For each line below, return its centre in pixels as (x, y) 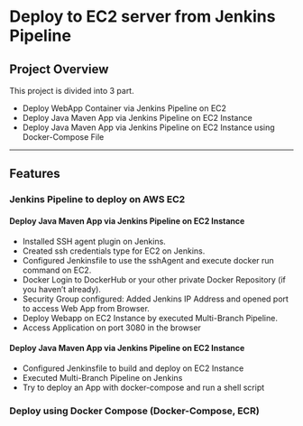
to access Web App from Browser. (86, 308)
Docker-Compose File (63, 137)
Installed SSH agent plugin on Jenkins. (94, 241)
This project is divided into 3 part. (72, 91)
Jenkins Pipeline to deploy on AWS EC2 (97, 199)
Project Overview (59, 69)
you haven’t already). (62, 289)
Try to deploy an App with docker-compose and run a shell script (143, 387)
